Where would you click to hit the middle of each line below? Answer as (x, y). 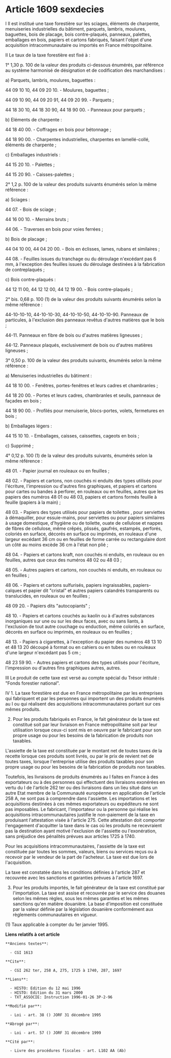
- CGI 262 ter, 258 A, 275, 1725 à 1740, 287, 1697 (66, 970)
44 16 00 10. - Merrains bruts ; (37, 219)
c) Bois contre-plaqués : (31, 279)
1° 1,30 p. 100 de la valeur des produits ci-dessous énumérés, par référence (84, 65)
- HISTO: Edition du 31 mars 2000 (46, 993)
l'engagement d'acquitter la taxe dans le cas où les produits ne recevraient (83, 825)
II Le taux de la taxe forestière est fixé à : (48, 55)
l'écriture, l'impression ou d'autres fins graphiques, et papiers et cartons (81, 486)
